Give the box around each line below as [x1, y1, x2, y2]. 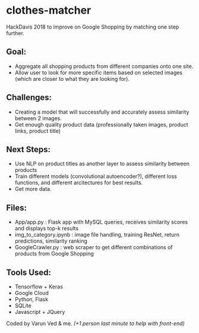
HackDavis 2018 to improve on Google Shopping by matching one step [6, 23, 179, 30]
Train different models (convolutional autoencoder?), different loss [14, 173, 177, 180]
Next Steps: [6, 144, 50, 155]
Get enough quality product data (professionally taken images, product [14, 121, 188, 128]
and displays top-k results [14, 225, 79, 232]
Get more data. [14, 186, 52, 193]
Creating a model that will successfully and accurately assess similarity [14, 108, 189, 115]
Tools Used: [6, 267, 52, 277]
